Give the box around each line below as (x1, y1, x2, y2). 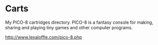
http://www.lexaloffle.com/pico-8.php (5, 34, 82, 40)
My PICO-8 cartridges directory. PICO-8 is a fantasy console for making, (5, 19, 154, 25)
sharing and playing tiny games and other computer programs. (5, 24, 133, 30)
